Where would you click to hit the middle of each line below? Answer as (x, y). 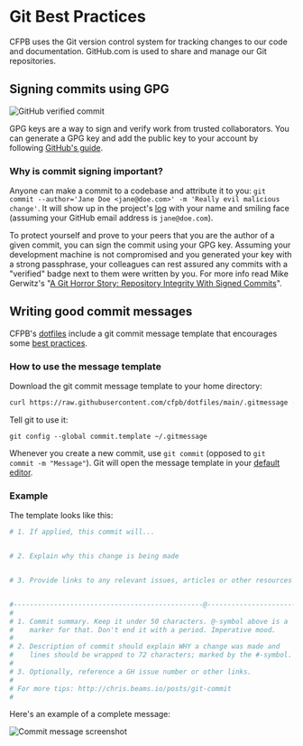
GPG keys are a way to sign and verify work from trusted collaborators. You (150, 128)
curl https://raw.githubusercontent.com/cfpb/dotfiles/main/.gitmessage (149, 403)
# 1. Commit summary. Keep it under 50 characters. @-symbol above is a (149, 621)
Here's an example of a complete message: (90, 714)
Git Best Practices (78, 17)
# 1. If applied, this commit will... (82, 532)
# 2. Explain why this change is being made (94, 556)
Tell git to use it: (39, 420)
